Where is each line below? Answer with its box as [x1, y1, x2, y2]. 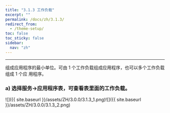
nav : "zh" [10, 45, 30, 50]
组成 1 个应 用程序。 [5, 70, 47, 77]
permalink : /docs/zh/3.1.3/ [5, 17, 65, 22]
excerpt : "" [5, 12, 30, 17]
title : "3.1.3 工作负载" [5, 7, 55, 13]
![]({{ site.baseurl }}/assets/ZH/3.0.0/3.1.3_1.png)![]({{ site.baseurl [5, 96, 142, 102]
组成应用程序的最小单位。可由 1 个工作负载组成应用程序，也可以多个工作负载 [5, 64, 165, 70]
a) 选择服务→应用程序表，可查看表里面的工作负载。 [5, 85, 131, 92]
